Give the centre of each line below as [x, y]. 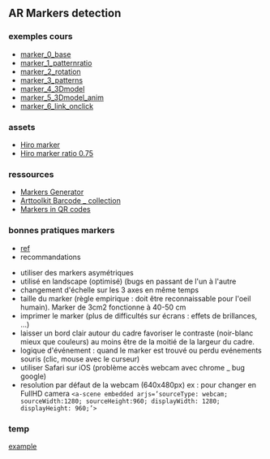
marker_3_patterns [51, 80]
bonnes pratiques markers [62, 231]
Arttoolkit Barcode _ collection [71, 201]
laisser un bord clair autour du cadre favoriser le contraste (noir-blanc [137, 333]
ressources [31, 174]
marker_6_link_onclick [57, 106]
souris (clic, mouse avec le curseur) [80, 359]
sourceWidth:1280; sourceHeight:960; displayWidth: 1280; [120, 401]
